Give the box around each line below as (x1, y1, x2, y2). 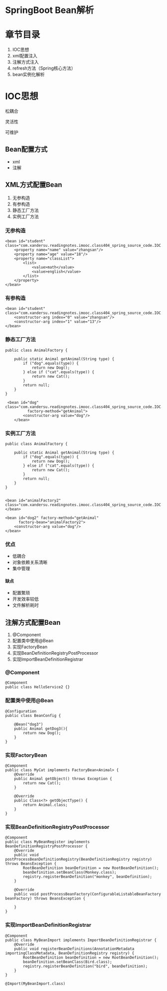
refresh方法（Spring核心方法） (12, 65, 76, 71)
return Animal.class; (23, 802, 68, 807)
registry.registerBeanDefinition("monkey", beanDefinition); (23, 874, 153, 880)
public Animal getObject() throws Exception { (14, 777, 112, 782)
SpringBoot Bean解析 (5, 4, 94, 16)
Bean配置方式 (5, 145, 48, 154)
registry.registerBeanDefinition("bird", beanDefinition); (23, 964, 148, 969)
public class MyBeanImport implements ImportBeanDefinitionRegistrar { (5, 937, 157, 943)
